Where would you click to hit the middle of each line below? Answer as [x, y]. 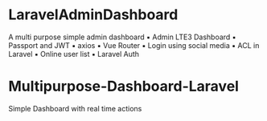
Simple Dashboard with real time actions [75, 108]
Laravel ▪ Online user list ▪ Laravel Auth [74, 54]
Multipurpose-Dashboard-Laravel [124, 87]
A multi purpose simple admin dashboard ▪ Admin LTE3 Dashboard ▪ [122, 37]
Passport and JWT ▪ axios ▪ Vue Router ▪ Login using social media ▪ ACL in [134, 45]
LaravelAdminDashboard [93, 15]
